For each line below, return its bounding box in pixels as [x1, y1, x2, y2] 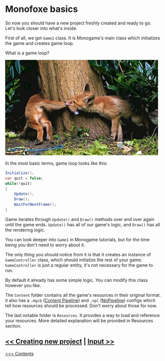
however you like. [5, 282, 41, 288]
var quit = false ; [5, 176, 43, 180]
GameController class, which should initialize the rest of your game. [5, 257, 143, 263]
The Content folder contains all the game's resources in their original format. [5, 292, 161, 298]
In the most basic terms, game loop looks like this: [5, 160, 108, 166]
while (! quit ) [5, 181, 32, 186]
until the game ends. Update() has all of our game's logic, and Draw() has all [5, 221, 161, 227]
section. [5, 323, 22, 329]
